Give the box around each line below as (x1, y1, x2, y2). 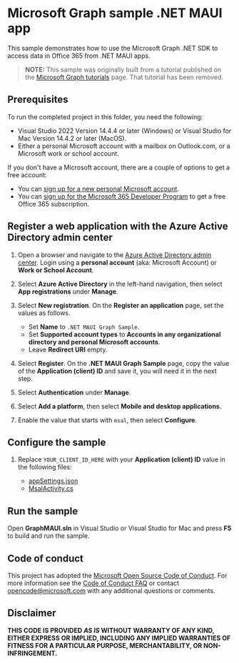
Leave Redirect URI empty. (28, 345, 108, 354)
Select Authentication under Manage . (17, 388, 131, 397)
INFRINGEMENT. (7, 649, 58, 657)
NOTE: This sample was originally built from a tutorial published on (24, 65, 222, 74)
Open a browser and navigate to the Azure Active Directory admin (17, 250, 212, 259)
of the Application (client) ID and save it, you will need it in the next (17, 367, 218, 375)
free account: (7, 170, 47, 179)
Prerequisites (7, 94, 68, 106)
